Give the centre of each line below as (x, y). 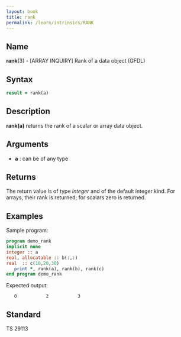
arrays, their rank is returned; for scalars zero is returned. (76, 197)
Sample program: (27, 231)
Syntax (20, 80)
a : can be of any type (41, 158)
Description (28, 111)
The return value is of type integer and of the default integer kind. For (91, 191)
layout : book (22, 12)
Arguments (28, 145)
